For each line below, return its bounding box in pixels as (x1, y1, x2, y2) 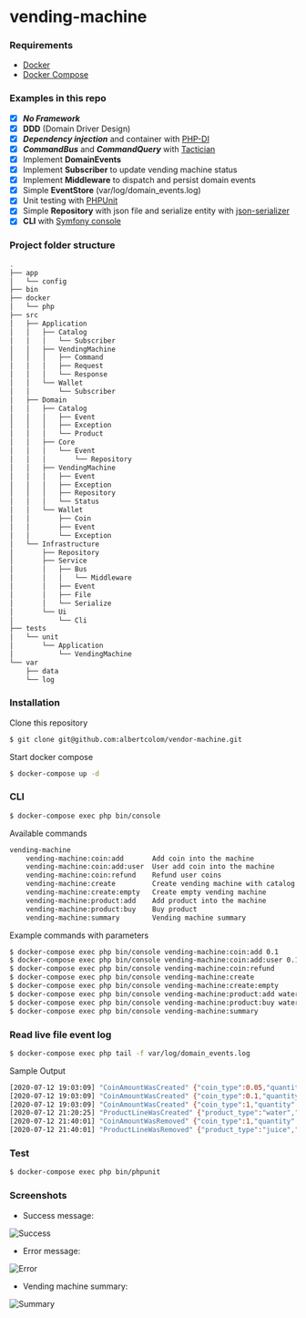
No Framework (22, 112, 80, 124)
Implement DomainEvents (22, 154, 121, 165)
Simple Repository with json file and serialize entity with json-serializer (22, 205, 290, 216)
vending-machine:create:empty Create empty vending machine (25, 888, 267, 897)
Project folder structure (9, 239, 116, 252)
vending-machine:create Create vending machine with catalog (25, 880, 296, 889)
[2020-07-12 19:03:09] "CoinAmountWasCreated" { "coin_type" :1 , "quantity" (9, 1100, 296, 1109)
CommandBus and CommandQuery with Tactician (22, 143, 216, 154)
